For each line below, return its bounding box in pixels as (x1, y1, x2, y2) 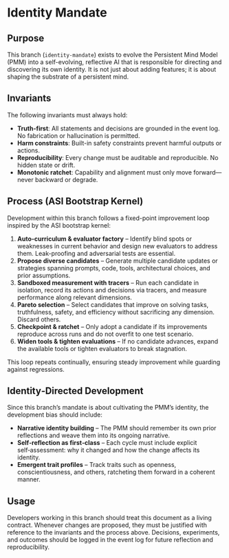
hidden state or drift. (17, 161, 76, 169)
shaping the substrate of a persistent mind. (7, 72, 129, 81)
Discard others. (17, 315, 61, 323)
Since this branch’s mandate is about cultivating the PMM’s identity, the (7, 403, 209, 412)
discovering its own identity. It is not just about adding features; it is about (7, 66, 217, 73)
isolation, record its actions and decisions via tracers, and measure (17, 286, 207, 294)
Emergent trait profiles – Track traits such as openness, (17, 461, 177, 469)
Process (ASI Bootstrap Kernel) (7, 195, 144, 208)
